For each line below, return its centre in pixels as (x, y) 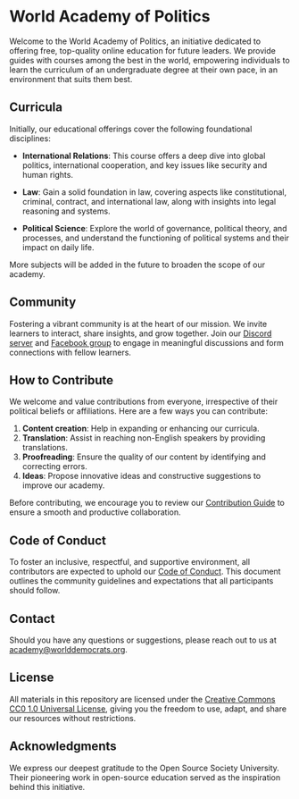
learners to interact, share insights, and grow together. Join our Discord (141, 333)
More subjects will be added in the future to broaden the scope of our (137, 265)
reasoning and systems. (66, 211)
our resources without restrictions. (73, 718)
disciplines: (30, 138)
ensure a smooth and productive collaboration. (95, 512)
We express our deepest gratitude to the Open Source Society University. (144, 768)
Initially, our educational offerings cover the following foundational (131, 129)
